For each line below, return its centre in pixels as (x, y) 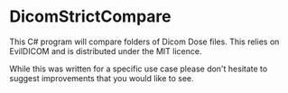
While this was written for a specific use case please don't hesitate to (139, 69)
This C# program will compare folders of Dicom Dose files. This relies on (144, 42)
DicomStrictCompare (90, 17)
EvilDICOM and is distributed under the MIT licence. (106, 51)
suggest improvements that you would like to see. (102, 78)
